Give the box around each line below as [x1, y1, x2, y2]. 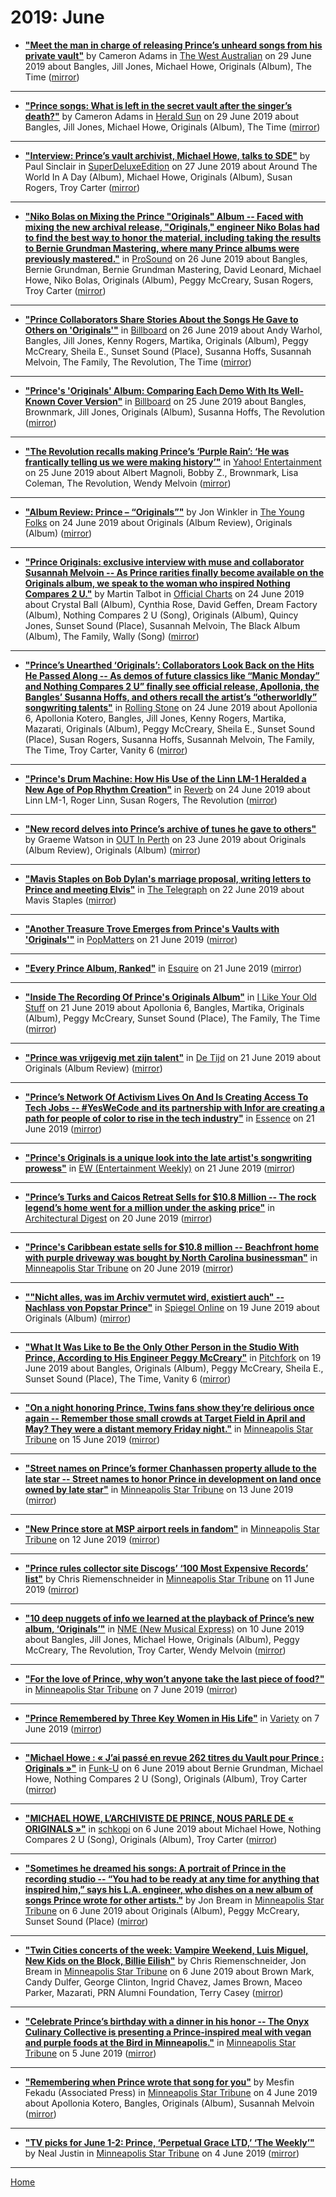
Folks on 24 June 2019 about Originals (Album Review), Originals [24, 516, 293, 528]
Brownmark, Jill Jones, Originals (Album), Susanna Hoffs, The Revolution [24, 406, 326, 418]
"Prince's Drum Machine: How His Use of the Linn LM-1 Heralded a [24, 772, 307, 785]
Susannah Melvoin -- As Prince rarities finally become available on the [24, 566, 325, 578]
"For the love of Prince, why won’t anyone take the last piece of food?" [24, 1672, 325, 1685]
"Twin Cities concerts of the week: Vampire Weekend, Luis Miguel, [24, 1944, 309, 1956]
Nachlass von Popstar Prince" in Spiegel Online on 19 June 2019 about [24, 1301, 320, 1313]
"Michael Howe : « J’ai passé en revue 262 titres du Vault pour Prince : [24, 1751, 325, 1763]
